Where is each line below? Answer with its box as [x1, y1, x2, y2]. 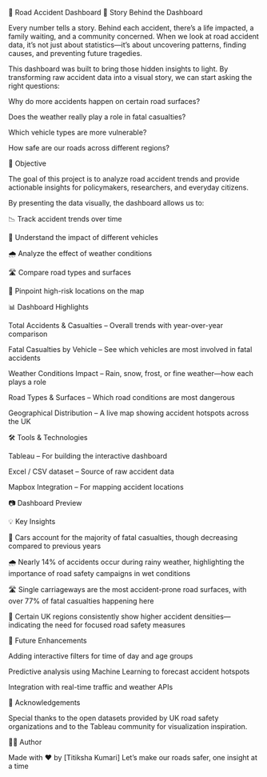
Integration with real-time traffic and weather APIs [8, 683, 173, 691]
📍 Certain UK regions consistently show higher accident [8, 612, 193, 621]
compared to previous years [8, 541, 102, 551]
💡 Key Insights [8, 517, 56, 526]
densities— [193, 612, 231, 621]
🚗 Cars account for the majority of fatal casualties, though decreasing [8, 533, 238, 542]
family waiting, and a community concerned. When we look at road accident [8, 32, 260, 41]
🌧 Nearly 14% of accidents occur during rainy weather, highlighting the [8, 557, 245, 567]
